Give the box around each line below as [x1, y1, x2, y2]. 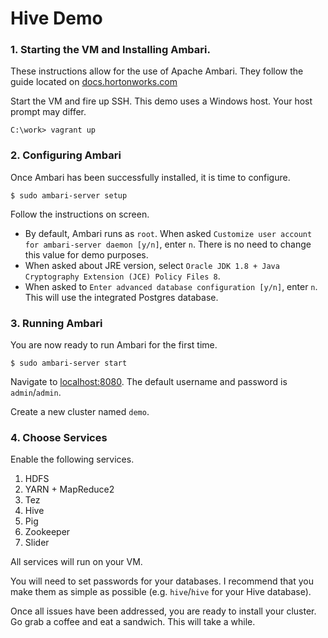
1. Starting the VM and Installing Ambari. [10, 43, 211, 57]
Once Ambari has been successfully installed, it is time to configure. [10, 171, 291, 183]
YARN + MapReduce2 [24, 483, 115, 496]
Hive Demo [10, 7, 103, 30]
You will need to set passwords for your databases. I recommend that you [10, 575, 314, 587]
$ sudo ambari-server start [10, 358, 128, 369]
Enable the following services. [10, 453, 135, 466]
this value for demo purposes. [24, 248, 149, 261]
